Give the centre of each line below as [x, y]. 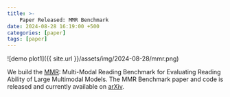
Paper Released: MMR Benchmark [64, 20]
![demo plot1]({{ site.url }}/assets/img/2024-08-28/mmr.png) [93, 58]
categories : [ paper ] [37, 33]
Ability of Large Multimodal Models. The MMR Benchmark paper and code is [115, 79]
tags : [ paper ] [27, 39]
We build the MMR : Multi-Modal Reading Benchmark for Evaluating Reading [114, 72]
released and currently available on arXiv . [66, 87]
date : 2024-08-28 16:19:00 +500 [53, 26]
